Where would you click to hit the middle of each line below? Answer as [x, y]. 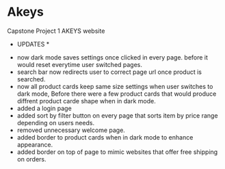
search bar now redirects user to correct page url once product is [109, 72]
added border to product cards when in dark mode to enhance [105, 137]
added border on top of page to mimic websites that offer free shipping [117, 152]
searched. [31, 79]
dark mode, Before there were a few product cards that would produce [117, 94]
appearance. [35, 144]
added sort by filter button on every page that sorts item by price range [117, 115]
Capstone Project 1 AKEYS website [56, 31]
